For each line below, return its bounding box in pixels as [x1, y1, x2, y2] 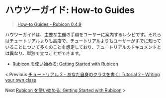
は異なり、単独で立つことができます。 [5, 50, 83, 56]
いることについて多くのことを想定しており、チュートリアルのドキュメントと [5, 44, 162, 50]
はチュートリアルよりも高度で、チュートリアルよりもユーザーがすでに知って [5, 38, 162, 44]
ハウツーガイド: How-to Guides [5, 4, 135, 16]
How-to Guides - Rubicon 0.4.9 [17, 21, 82, 27]
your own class [5, 77, 36, 83]
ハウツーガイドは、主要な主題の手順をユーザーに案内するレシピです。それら [5, 31, 162, 37]
